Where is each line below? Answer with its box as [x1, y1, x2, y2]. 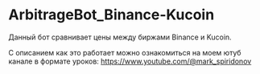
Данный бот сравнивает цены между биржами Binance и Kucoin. [8, 32, 232, 42]
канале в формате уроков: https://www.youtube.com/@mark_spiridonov [8, 56, 252, 66]
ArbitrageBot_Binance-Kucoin [8, 6, 215, 24]
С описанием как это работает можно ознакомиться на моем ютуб [8, 47, 241, 57]
